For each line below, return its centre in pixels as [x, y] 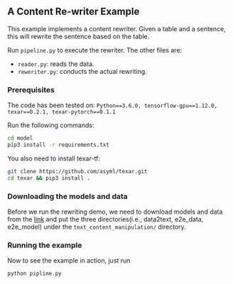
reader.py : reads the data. [56, 64]
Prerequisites [31, 89]
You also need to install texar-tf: [54, 158]
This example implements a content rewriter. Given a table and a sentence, [116, 28]
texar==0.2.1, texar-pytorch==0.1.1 [61, 112]
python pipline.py [34, 274]
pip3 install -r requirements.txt [59, 145]
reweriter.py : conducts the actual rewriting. [82, 71]
